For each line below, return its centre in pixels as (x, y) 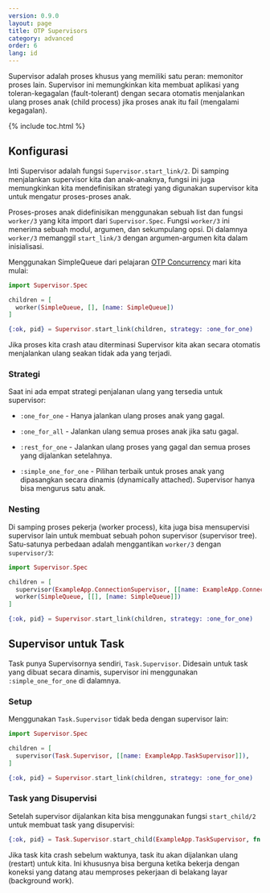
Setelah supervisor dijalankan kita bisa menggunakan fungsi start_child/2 (132, 816)
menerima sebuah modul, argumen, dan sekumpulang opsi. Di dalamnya (128, 229)
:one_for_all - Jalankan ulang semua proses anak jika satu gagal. (129, 431)
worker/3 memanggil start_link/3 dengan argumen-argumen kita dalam (128, 238)
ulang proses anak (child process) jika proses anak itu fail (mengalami (124, 102)
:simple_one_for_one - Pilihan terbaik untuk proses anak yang (122, 471)
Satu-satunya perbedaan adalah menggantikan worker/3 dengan (115, 544)
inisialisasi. (26, 246)
